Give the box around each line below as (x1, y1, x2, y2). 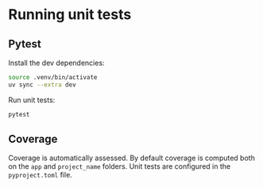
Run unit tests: (8, 95, 56, 105)
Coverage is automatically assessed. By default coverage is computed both (8, 153, 256, 163)
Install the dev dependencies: (8, 58, 105, 67)
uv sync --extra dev (8, 81, 77, 89)
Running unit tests (8, 6, 132, 24)
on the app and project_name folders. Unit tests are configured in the (8, 162, 231, 171)
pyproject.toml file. (8, 170, 73, 180)
